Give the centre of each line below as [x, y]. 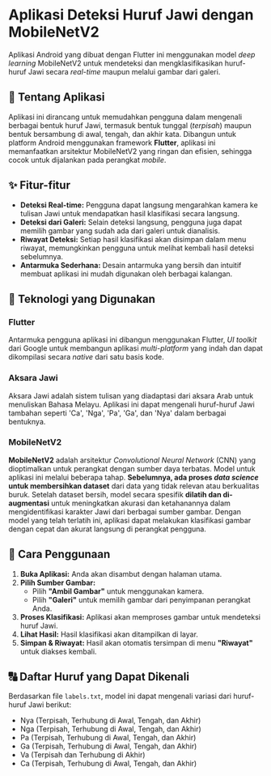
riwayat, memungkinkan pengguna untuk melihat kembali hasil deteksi [137, 248]
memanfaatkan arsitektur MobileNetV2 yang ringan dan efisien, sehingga [130, 151]
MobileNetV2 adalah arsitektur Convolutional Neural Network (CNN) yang [132, 460]
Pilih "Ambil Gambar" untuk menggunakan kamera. [118, 591]
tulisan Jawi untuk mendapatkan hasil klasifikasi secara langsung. [130, 213]
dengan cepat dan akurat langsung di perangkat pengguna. [107, 529]
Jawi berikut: [49, 705]
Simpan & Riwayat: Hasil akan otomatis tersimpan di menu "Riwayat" [136, 642]
